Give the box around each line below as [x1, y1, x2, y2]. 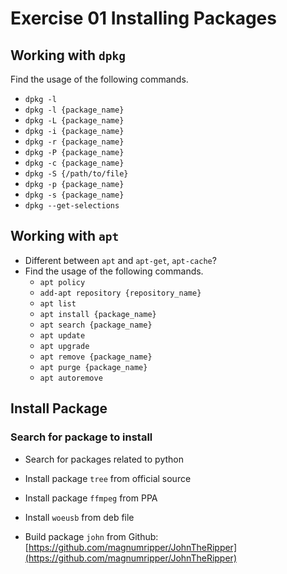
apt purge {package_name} [39, 362, 148, 372]
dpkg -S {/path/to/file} [24, 169, 129, 179]
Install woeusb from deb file [24, 511, 135, 523]
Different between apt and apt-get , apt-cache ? [24, 254, 217, 266]
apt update [39, 330, 86, 341]
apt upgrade [39, 341, 90, 351]
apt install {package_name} [39, 309, 157, 319]
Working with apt [10, 228, 120, 245]
